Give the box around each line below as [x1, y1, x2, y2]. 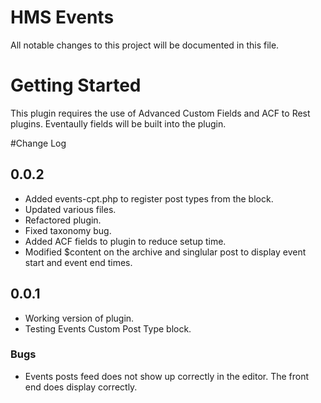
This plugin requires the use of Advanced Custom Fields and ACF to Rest [10, 107, 311, 119]
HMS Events [10, 6, 115, 29]
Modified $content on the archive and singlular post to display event [24, 246, 307, 258]
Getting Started [10, 74, 142, 97]
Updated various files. [24, 203, 117, 215]
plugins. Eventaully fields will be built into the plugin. [10, 117, 227, 130]
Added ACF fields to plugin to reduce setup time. [24, 235, 227, 247]
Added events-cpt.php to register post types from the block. [24, 192, 274, 205]
